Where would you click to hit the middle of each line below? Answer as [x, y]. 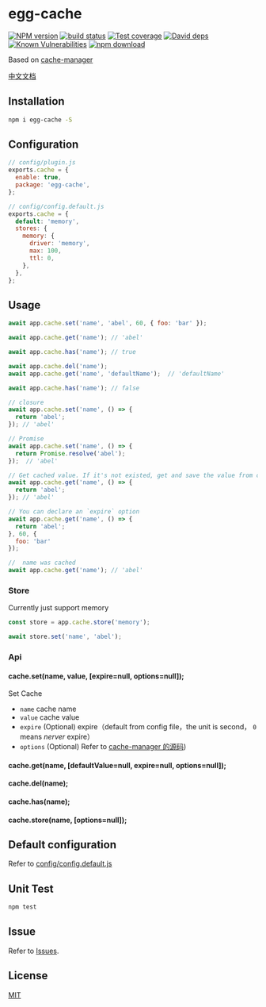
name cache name [48, 709]
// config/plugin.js [42, 163]
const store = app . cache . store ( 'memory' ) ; [79, 623]
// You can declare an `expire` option [74, 512]
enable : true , [38, 178]
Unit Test [31, 888]
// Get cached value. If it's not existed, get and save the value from [131, 475]
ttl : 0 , [42, 258]
